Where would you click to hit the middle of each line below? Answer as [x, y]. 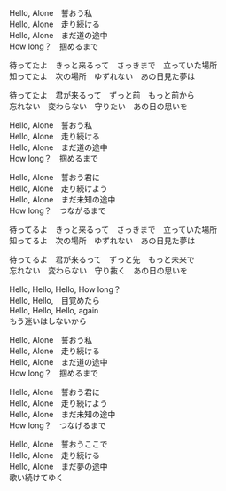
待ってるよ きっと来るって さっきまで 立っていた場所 [113, 230]
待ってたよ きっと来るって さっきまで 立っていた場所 [113, 65]
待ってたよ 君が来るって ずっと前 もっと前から [102, 95]
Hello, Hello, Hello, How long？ [65, 289]
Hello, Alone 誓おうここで [58, 444]
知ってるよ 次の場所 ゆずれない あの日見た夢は [102, 241]
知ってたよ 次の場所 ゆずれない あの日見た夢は [102, 76]
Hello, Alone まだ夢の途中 [58, 466]
